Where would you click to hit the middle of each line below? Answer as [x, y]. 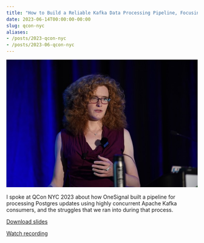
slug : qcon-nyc [25, 26]
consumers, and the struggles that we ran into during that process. [90, 210]
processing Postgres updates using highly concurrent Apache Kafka [92, 204]
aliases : [17, 32]
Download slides [27, 222]
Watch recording [27, 233]
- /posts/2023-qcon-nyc [36, 39]
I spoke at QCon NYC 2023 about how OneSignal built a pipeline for [91, 197]
